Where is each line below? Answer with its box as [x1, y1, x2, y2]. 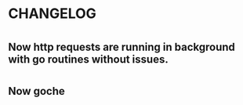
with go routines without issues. [8, 52, 169, 67]
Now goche [8, 84, 65, 98]
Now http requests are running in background [8, 41, 235, 54]
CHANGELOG [8, 5, 96, 23]
